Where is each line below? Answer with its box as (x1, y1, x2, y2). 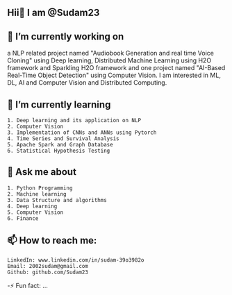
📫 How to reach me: (7, 235, 97, 246)
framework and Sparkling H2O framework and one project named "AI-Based (7, 64, 226, 72)
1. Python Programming (7, 185, 73, 192)
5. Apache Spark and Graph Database (7, 142, 113, 149)
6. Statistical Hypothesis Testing (7, 147, 110, 155)
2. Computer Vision (7, 123, 64, 130)
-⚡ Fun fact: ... (7, 281, 49, 289)
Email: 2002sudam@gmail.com (7, 262, 89, 269)
